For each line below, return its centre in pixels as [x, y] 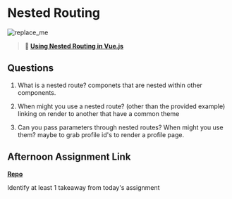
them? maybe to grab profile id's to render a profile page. [101, 134]
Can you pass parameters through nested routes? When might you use [120, 127]
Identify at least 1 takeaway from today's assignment [84, 187]
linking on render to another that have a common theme [98, 113]
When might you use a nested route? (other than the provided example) [121, 106]
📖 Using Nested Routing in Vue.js [74, 46]
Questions [31, 68]
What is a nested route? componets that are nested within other [110, 85]
